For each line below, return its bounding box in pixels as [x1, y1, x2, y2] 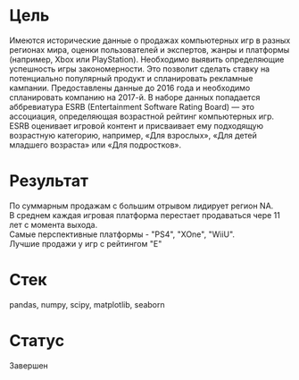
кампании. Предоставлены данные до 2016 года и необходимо [9, 82, 251, 93]
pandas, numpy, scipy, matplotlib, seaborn [9, 299, 165, 309]
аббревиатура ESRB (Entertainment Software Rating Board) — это [9, 101, 254, 112]
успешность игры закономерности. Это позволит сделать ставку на [9, 63, 270, 74]
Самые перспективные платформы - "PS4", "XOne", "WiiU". [9, 229, 235, 240]
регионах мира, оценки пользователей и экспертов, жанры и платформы [9, 44, 290, 55]
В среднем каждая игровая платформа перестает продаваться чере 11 [9, 209, 281, 220]
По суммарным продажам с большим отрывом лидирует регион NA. [9, 200, 274, 211]
